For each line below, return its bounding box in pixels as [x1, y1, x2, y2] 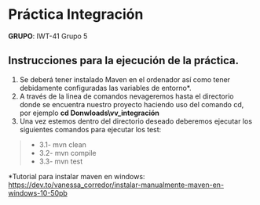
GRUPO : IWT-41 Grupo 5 [8, 31, 88, 41]
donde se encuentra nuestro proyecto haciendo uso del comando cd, [19, 99, 244, 109]
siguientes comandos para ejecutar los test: [19, 124, 162, 134]
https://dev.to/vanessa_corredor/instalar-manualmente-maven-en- [8, 180, 225, 189]
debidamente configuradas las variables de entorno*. [19, 83, 192, 92]
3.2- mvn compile [38, 148, 97, 157]
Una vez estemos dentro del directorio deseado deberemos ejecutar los [19, 116, 253, 126]
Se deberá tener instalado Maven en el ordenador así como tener [19, 74, 230, 84]
